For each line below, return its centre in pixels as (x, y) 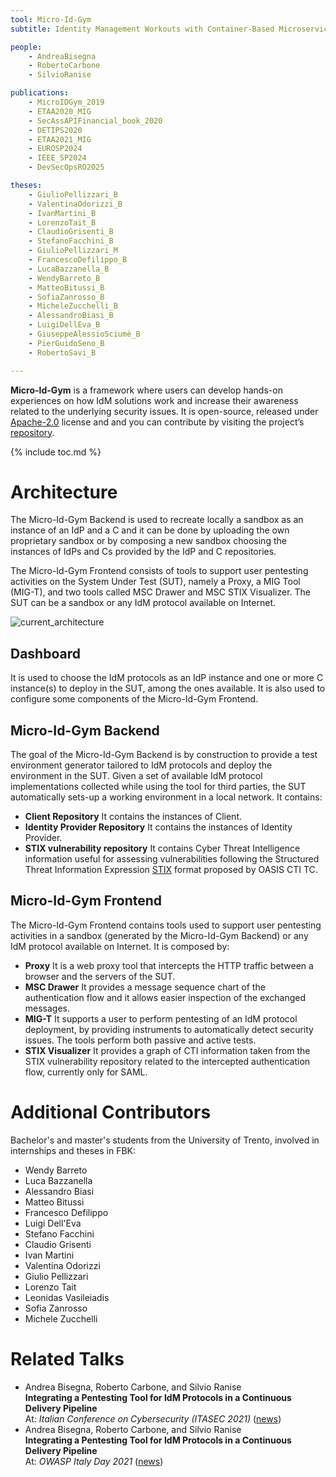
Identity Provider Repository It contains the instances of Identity (158, 827)
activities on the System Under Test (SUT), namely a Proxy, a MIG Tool (155, 582)
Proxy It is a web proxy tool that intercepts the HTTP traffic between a (169, 965)
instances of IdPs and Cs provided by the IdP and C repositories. (143, 552)
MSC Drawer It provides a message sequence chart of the (145, 987)
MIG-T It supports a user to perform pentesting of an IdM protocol (161, 1018)
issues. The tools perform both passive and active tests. (140, 1040)
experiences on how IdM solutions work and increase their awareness (154, 400)
